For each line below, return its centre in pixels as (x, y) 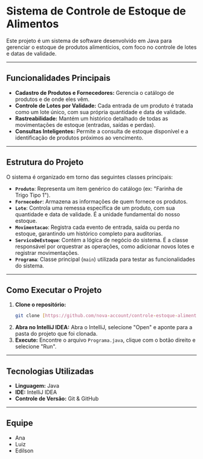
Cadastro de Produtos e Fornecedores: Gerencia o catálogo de (94, 92)
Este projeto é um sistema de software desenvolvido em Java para (89, 40)
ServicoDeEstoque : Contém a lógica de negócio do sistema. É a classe (101, 240)
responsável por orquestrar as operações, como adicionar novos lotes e (105, 246)
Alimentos (33, 24)
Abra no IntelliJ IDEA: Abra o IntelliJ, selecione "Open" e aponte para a (104, 327)
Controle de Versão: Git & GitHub (57, 399)
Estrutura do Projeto (45, 162)
